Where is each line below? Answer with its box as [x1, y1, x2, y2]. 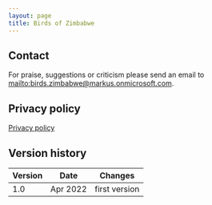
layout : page [8, 11, 52, 20]
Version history [8, 146, 87, 160]
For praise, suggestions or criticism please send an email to [8, 70, 205, 80]
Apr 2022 [50, 183, 87, 195]
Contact [8, 49, 50, 62]
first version [94, 183, 140, 195]
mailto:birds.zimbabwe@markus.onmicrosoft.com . [8, 78, 174, 88]
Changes [99, 170, 135, 181]
